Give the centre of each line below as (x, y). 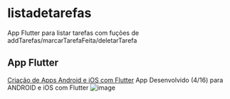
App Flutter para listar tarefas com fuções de (73, 33)
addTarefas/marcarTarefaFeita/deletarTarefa (72, 40)
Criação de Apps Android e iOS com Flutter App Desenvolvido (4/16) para (115, 80)
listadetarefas (49, 13)
